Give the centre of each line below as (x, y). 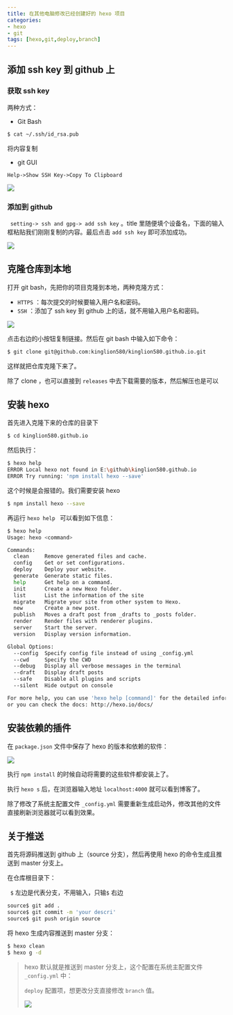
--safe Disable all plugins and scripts (77, 679)
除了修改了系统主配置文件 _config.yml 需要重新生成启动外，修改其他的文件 (114, 803)
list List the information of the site (79, 595)
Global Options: (31, 647)
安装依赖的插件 (39, 728)
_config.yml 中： (48, 975)
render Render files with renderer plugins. (84, 621)
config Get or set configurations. (70, 563)
